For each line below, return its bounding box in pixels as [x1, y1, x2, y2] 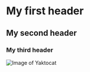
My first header [6, 4, 84, 18]
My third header [6, 46, 53, 54]
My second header [6, 28, 77, 38]
